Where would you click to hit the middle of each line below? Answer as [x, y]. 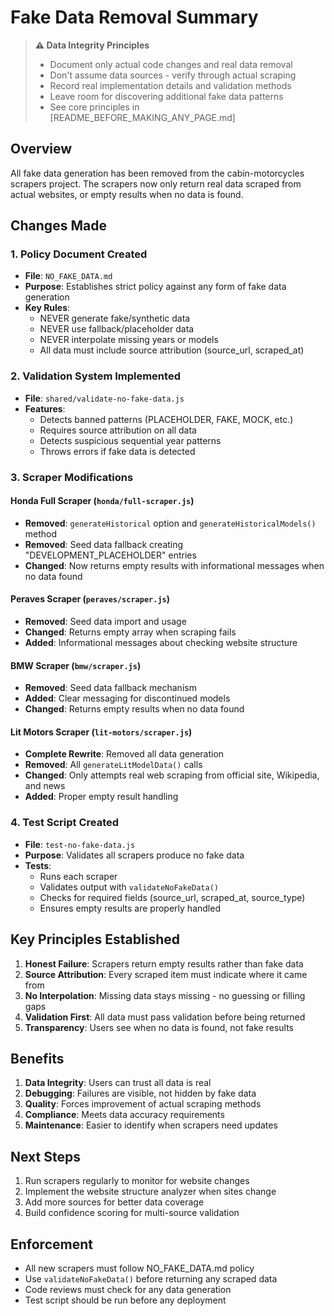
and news [45, 786]
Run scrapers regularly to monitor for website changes [137, 1181]
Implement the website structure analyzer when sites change [150, 1192]
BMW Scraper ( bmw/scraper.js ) [76, 665]
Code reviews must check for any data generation [128, 1290]
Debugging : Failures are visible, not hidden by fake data [140, 1093]
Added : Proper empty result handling [101, 797]
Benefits [37, 1058]
